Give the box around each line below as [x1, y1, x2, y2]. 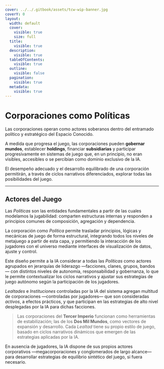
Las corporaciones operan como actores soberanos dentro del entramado [5, 126, 154, 132]
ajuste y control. [5, 249, 38, 255]
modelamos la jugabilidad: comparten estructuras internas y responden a [5, 213, 152, 219]
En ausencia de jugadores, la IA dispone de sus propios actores [5, 344, 133, 349]
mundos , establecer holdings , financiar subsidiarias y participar [5, 146, 136, 152]
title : [9, 39, 23, 44]
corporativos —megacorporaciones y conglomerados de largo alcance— [5, 349, 152, 355]
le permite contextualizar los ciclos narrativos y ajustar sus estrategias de [5, 274, 153, 280]
